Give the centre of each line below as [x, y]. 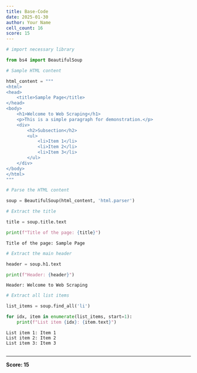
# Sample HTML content [34, 70]
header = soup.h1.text [34, 264]
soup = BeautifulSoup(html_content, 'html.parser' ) [70, 201]
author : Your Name [28, 22]
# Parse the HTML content [38, 190]
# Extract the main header [39, 253]
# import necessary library [40, 50]
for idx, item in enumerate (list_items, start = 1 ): [69, 317]
